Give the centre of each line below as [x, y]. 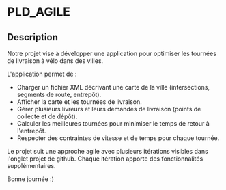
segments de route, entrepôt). [59, 94]
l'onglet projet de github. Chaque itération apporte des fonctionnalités [105, 159]
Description [32, 37]
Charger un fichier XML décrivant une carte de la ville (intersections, [113, 87]
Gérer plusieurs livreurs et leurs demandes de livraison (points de [109, 109]
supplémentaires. [31, 166]
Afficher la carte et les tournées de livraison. [79, 102]
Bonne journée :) [31, 179]
